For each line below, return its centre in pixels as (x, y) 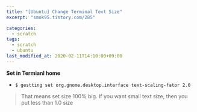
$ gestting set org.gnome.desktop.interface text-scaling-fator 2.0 (103, 85)
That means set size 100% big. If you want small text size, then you (104, 96)
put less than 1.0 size (47, 102)
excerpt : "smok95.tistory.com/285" (51, 17)
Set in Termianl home (33, 73)
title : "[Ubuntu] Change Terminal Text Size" (64, 12)
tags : (13, 40)
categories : (21, 28)
